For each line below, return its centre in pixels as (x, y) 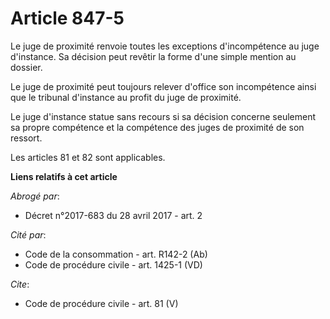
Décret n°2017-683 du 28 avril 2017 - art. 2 (113, 215)
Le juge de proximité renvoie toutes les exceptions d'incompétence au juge (165, 46)
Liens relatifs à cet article (64, 176)
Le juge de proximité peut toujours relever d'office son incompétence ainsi (163, 86)
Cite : (20, 284)
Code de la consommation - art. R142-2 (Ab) (116, 254)
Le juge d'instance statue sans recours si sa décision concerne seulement (163, 116)
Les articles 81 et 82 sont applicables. (88, 157)
